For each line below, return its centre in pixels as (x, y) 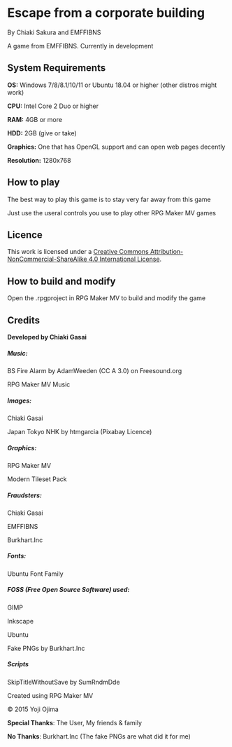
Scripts (18, 664)
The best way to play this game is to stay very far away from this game (109, 199)
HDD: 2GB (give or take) (42, 133)
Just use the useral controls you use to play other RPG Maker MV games (112, 213)
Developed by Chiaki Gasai (47, 337)
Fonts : (17, 556)
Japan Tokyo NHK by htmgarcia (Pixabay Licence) (80, 431)
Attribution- (167, 252)
